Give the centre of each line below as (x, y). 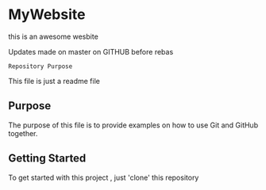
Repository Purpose (40, 66)
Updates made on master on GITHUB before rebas (91, 51)
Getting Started (47, 159)
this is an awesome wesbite (54, 36)
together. (23, 133)
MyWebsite (47, 15)
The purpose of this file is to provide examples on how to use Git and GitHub (133, 125)
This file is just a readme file (54, 81)
